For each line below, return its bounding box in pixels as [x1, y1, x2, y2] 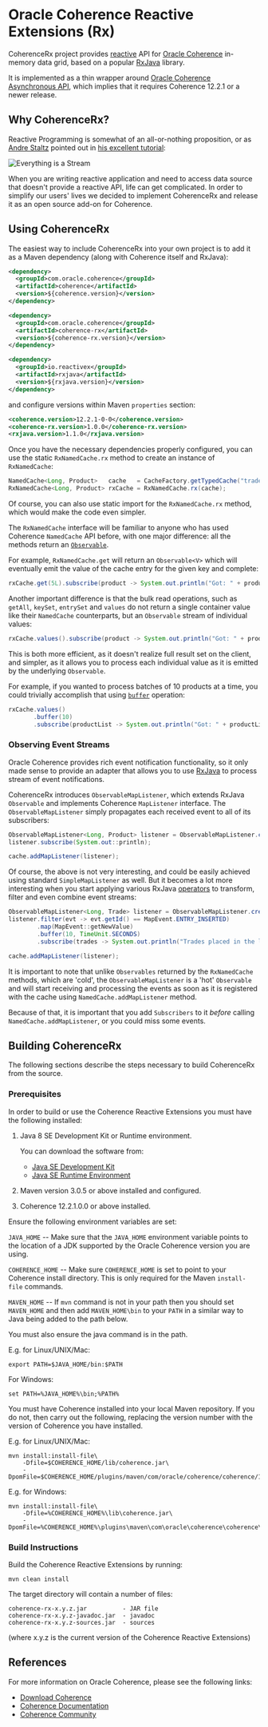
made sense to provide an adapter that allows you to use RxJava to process [8, 765, 258, 776]
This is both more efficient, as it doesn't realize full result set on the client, [8, 649, 251, 658]
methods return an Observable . [8, 540, 109, 550]
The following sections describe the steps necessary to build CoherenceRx [8, 1060, 255, 1070]
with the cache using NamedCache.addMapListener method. [8, 992, 198, 1002]
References [8, 1656, 67, 1669]
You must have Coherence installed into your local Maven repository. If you [8, 1403, 255, 1413]
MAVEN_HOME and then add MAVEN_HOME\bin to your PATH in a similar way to [8, 1305, 244, 1315]
